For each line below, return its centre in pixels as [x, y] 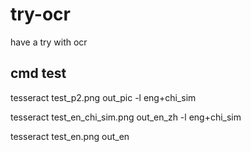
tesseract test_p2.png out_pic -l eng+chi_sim [103, 97]
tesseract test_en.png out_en [70, 136]
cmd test [38, 73]
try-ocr [40, 14]
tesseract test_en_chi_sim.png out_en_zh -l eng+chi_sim [126, 117]
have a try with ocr [49, 42]
